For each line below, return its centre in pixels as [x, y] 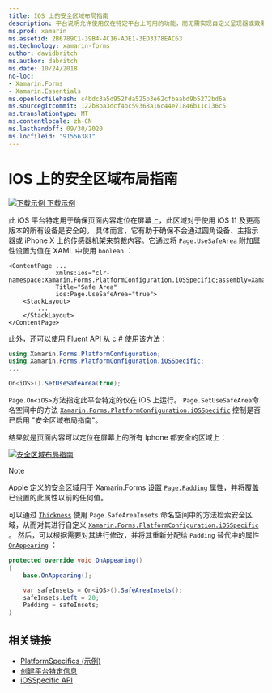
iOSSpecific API [46, 680]
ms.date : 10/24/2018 [43, 69]
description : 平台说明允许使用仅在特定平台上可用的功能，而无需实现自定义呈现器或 [132, 23]
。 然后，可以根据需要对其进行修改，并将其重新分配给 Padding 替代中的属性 [134, 535]
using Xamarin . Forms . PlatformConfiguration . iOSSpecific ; [106, 361]
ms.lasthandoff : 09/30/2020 [56, 129]
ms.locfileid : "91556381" [52, 136]
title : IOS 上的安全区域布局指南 [59, 16]
